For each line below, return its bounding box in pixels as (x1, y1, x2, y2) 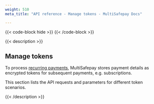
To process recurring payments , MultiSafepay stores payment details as (5, 65, 149, 71)
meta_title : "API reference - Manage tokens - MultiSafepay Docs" (5, 12, 142, 16)
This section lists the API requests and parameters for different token (5, 79, 143, 85)
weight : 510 (5, 7, 29, 12)
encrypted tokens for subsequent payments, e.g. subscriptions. (5, 70, 132, 76)
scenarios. (5, 85, 26, 91)
